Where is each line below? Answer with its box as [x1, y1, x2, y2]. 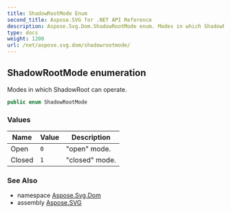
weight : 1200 [7, 36, 45, 42]
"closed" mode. [65, 155, 117, 164]
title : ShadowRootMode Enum [7, 10, 88, 17]
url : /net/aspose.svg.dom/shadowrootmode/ [7, 42, 131, 49]
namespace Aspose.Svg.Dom [16, 191, 101, 199]
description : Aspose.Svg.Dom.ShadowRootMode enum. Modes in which [7, 23, 201, 29]
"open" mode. [65, 144, 111, 153]
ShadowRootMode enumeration [7, 67, 146, 79]
